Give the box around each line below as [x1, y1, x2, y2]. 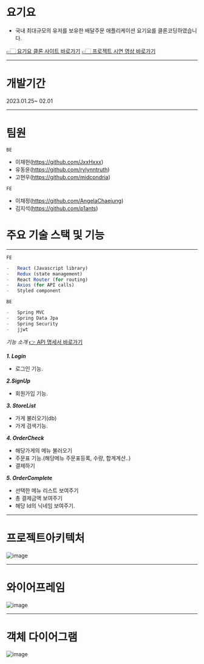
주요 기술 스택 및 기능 [6, 228, 105, 242]
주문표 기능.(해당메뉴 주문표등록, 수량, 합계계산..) [15, 454, 131, 462]
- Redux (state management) [6, 270, 83, 277]
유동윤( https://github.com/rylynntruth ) [15, 166, 110, 173]
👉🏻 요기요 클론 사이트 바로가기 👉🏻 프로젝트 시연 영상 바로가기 [6, 47, 156, 55]
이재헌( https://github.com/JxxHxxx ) [15, 158, 104, 165]
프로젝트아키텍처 [6, 531, 85, 545]
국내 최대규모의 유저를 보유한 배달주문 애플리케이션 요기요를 [15, 27, 157, 34]
